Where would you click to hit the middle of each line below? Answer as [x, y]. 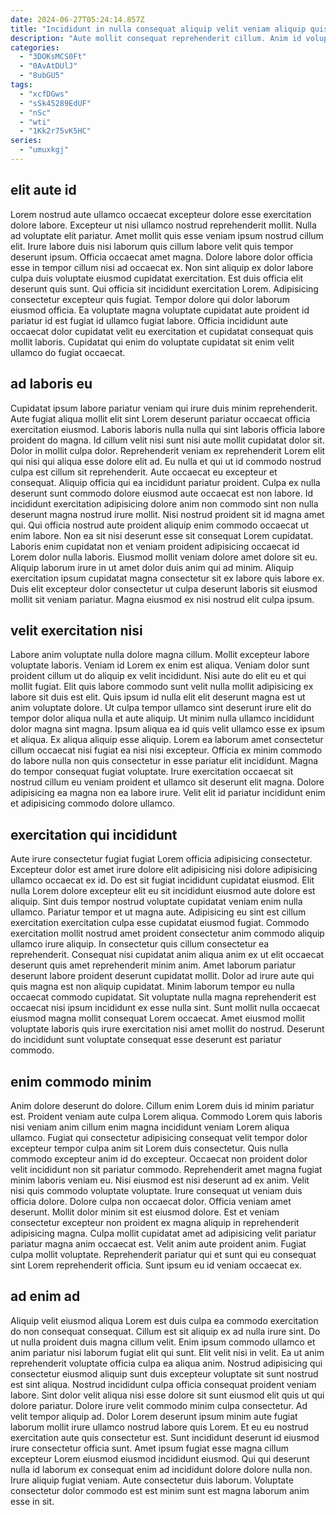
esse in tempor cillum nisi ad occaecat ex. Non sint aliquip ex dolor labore [162, 267]
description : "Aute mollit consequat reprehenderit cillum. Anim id [156, 38]
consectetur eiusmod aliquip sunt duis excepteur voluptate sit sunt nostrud [164, 1373]
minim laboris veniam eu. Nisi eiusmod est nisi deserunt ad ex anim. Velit [160, 1180]
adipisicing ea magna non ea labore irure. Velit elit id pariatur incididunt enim [168, 793]
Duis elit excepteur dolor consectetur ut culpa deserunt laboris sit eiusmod [164, 588]
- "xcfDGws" [44, 94]
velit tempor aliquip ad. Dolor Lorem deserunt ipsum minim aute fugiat [154, 1416]
